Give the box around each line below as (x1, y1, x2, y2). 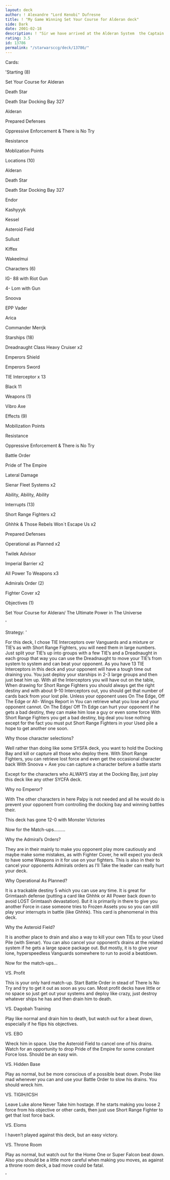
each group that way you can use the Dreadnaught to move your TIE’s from (5, 655, 162, 661)
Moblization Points (5, 148, 44, 154)
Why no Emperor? (5, 786, 43, 792)
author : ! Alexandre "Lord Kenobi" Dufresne (5, 12, 101, 17)
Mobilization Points (5, 423, 45, 429)
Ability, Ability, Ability (5, 492, 50, 498)
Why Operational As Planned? (5, 877, 67, 883)
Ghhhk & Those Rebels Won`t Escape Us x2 (5, 521, 96, 527)
